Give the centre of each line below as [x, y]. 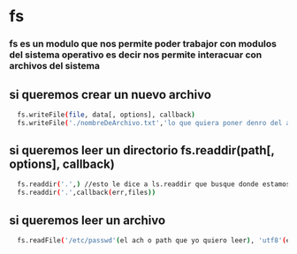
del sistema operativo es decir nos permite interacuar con [136, 55]
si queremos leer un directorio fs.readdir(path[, [142, 150]
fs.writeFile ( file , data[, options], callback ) [107, 115]
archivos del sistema [54, 66]
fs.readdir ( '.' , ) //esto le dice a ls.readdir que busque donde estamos [154, 184]
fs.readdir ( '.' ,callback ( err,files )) [87, 193]
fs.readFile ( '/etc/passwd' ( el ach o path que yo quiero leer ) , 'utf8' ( [152, 241]
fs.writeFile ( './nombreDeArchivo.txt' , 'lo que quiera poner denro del [150, 123]
